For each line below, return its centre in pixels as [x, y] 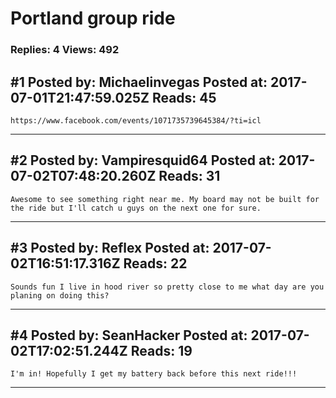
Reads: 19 [161, 350]
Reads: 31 [189, 176]
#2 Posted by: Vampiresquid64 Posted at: [143, 160]
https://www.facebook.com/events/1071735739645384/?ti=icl [136, 120]
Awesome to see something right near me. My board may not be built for [165, 199]
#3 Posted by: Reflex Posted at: [110, 248]
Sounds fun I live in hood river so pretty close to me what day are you [167, 287]
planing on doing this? [60, 295]
